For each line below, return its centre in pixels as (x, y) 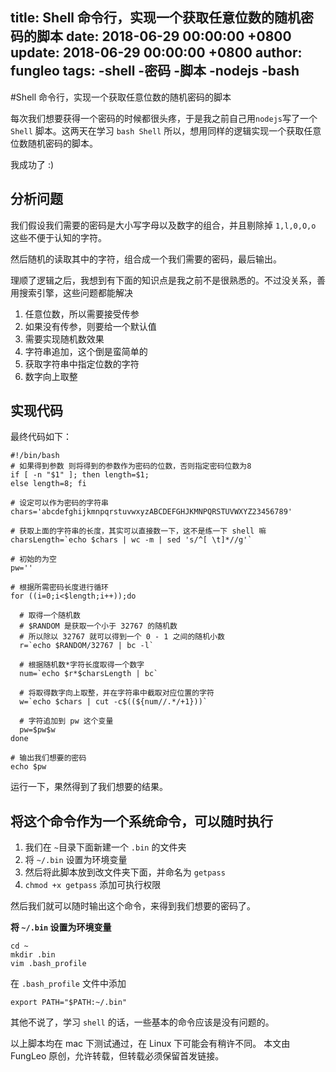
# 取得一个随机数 (50, 616)
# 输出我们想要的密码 (48, 758)
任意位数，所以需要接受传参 (82, 314)
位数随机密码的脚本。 (54, 143)
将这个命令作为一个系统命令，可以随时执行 (141, 821)
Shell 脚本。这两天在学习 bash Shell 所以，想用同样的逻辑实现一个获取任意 (166, 130)
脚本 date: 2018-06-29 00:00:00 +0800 (164, 36)
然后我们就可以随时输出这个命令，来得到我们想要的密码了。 (133, 906)
